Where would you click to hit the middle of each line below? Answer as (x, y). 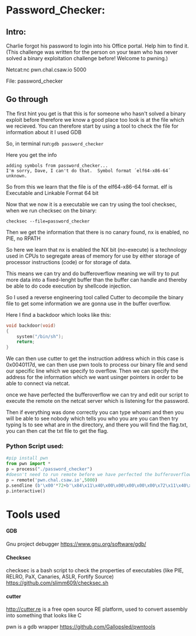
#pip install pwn (27, 458)
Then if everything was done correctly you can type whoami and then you (95, 412)
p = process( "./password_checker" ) (49, 469)
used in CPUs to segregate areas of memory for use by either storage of (93, 256)
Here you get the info (32, 155)
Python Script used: (35, 446)
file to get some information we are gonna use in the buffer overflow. (88, 303)
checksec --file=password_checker (48, 221)
